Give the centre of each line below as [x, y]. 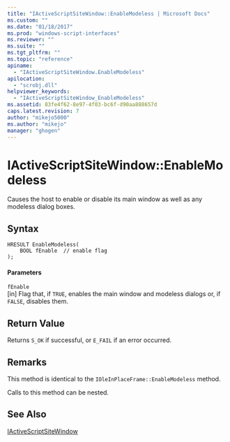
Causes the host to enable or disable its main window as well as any [105, 199]
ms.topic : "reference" [40, 59]
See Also [27, 414]
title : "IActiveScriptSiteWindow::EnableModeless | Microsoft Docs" [109, 14]
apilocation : [26, 79]
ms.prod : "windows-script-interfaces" [63, 33]
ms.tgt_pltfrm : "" [34, 53]
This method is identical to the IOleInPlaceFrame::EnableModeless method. [114, 378]
